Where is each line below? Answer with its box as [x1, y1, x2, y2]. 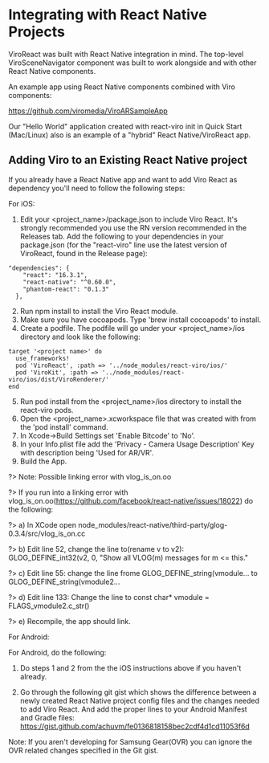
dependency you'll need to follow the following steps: [8, 183, 185, 193]
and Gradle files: [19, 712, 75, 722]
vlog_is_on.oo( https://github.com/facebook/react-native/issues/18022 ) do [8, 496, 254, 505]
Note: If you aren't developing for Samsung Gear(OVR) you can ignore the [8, 736, 253, 746]
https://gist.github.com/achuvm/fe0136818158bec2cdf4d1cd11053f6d [19, 721, 251, 731]
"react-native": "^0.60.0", [22, 278, 116, 286]
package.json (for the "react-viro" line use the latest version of [19, 239, 227, 250]
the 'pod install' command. [19, 422, 108, 431]
